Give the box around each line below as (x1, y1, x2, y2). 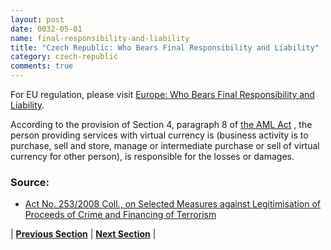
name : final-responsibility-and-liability (10, 33, 190, 43)
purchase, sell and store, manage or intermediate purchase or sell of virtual (10, 140, 320, 151)
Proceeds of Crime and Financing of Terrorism (24, 209, 217, 221)
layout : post (10, 14, 65, 25)
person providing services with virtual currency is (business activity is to (10, 129, 309, 141)
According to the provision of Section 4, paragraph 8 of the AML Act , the (10, 119, 313, 130)
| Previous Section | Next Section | (10, 228, 157, 240)
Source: (10, 175, 50, 189)
